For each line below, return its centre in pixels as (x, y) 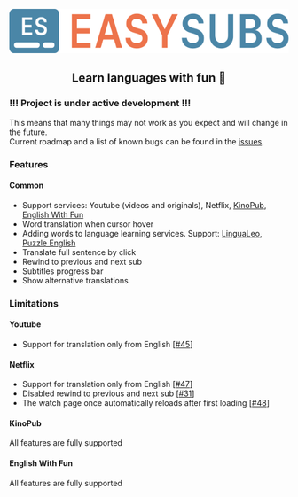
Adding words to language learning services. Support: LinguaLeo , (142, 233)
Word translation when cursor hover (88, 224)
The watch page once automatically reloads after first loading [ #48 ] (146, 403)
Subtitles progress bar (63, 271)
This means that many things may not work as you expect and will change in (149, 122)
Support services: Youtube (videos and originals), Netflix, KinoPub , (144, 205)
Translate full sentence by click (79, 252)
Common (27, 185)
